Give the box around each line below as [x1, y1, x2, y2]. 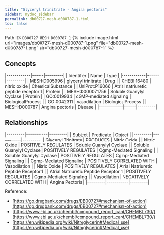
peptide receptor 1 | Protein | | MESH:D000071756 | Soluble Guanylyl [5, 89, 145, 94]
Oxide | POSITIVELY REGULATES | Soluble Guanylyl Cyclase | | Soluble [5, 142, 150, 148]
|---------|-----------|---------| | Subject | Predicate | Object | [5, 132, 131, 138]
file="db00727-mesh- [99, 40, 144, 46]
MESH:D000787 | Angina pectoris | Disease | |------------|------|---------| [5, 104, 157, 110]
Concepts [5, 59, 36, 68]
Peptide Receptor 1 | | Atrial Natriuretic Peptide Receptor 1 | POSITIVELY [5, 168, 152, 174]
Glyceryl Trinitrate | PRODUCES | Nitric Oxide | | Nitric [45, 137, 155, 142]
